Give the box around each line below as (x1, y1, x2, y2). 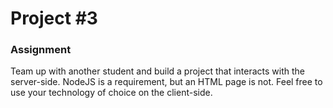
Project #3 (10, 7, 98, 30)
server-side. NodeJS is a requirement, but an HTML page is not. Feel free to (10, 76, 323, 88)
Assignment (10, 43, 72, 57)
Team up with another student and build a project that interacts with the (10, 65, 305, 77)
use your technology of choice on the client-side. (10, 87, 213, 99)
